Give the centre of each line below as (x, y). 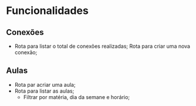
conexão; (26, 52)
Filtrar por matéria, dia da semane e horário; (77, 97)
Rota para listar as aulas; (44, 91)
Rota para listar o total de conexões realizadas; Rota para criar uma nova (102, 46)
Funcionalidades (48, 11)
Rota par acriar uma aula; (45, 84)
